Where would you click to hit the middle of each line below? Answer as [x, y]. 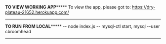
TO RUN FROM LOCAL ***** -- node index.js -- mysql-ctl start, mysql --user [83, 26]
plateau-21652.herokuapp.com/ [37, 12]
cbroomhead [18, 32]
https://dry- [144, 7]
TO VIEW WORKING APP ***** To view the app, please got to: [68, 7]
